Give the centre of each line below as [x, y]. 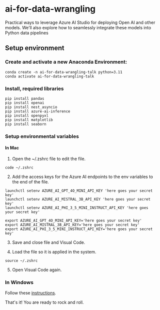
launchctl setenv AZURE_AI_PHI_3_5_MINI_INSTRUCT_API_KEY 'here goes [77, 208]
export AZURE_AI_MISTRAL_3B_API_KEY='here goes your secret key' [72, 225]
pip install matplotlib [29, 120]
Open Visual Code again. [37, 270]
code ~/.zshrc [19, 168]
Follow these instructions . [31, 293]
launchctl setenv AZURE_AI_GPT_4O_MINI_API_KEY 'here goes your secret [79, 191]
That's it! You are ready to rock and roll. [44, 302]
